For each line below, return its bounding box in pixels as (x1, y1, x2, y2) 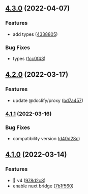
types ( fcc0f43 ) (12, 55, 46, 61)
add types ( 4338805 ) (12, 31, 58, 37)
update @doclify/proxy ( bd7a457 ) (12, 97, 84, 103)
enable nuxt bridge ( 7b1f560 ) (12, 183, 74, 189)
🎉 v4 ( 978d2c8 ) (12, 177, 46, 183)
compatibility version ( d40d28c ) (12, 135, 80, 141)
